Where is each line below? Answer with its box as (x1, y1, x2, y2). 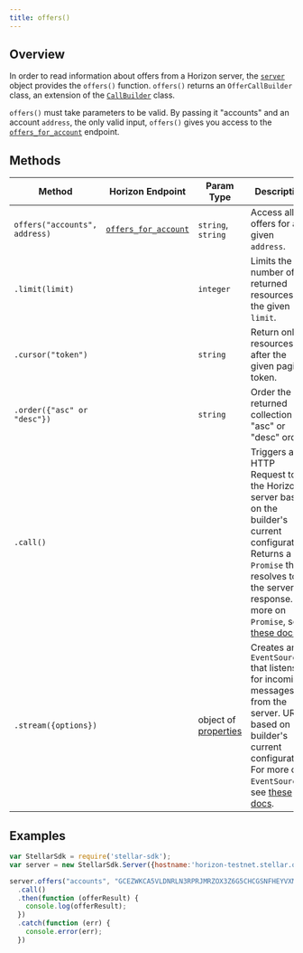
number (251, 266, 284, 278)
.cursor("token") (14, 350, 88, 360)
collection (251, 409, 293, 421)
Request (251, 468, 286, 481)
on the (251, 503, 278, 515)
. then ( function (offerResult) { (17, 893, 140, 902)
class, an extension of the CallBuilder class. (9, 90, 176, 100)
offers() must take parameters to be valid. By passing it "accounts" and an (9, 108, 290, 118)
